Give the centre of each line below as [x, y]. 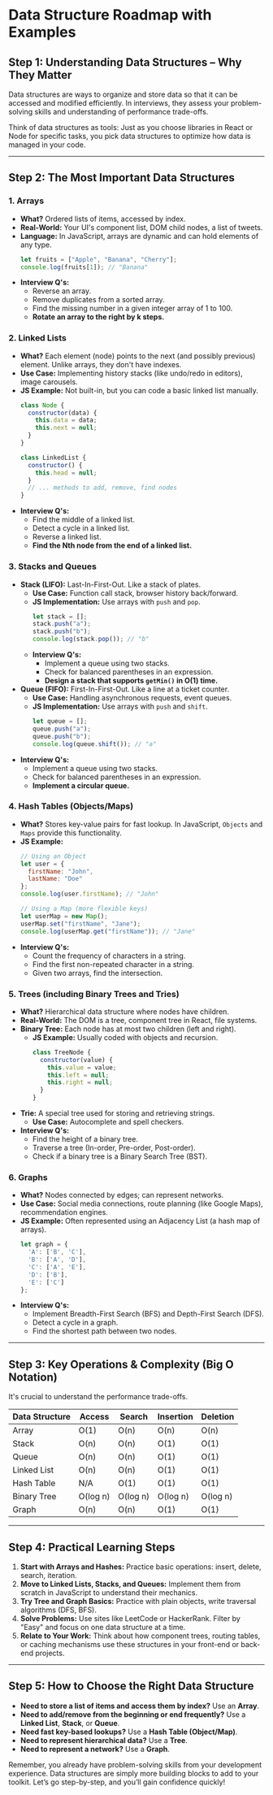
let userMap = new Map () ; [64, 916]
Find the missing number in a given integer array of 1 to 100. [132, 308]
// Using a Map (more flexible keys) [84, 909]
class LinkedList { [53, 457]
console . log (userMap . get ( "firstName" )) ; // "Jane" [108, 931]
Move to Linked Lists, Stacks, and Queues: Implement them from [130, 1584]
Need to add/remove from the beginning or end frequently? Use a [133, 1714]
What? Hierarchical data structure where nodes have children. [125, 1011]
